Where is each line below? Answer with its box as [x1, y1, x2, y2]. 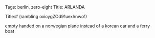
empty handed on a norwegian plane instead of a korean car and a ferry [5, 23, 150, 29]
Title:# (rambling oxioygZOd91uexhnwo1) [5, 14, 87, 19]
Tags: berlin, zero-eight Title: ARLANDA [5, 4, 85, 10]
